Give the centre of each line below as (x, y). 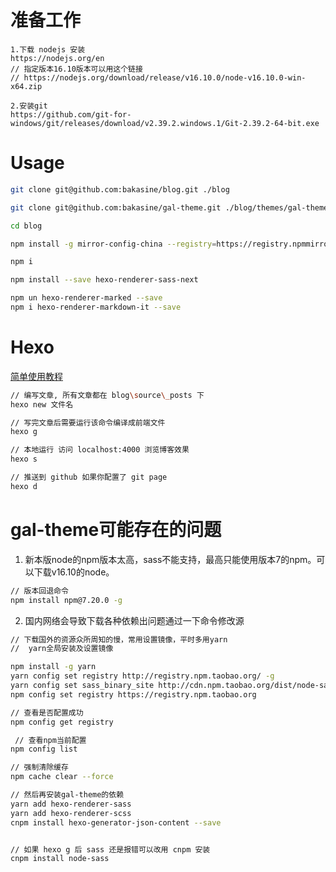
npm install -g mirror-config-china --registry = (113, 244)
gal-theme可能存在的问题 (116, 530)
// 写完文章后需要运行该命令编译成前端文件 (88, 422)
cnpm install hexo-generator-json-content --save (116, 822)
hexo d (24, 486)
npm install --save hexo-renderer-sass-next (104, 280)
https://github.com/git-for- (71, 114)
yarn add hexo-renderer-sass (71, 804)
